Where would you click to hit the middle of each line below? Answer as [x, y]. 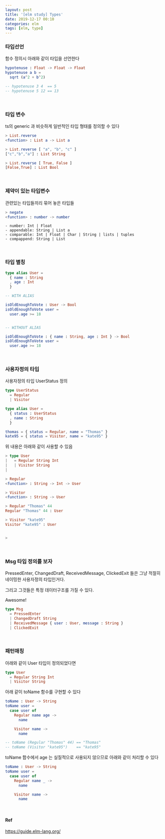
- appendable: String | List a [38, 230]
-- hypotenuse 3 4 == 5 [31, 86]
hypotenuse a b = [23, 73]
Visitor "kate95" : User [31, 524]
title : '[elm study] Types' [34, 14]
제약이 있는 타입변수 [28, 191]
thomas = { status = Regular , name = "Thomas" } [56, 432]
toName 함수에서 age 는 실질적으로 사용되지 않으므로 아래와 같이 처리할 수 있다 [82, 758]
